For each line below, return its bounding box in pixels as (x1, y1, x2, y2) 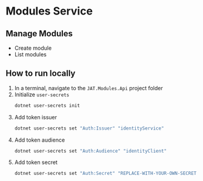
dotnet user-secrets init (14, 102, 80, 108)
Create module (14, 44, 52, 51)
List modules (14, 51, 47, 58)
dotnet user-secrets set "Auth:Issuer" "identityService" (14, 125, 164, 131)
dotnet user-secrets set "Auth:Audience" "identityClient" (14, 148, 167, 154)
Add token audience (14, 136, 65, 143)
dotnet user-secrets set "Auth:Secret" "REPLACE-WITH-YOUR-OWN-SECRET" (14, 171, 199, 177)
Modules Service (5, 4, 93, 18)
